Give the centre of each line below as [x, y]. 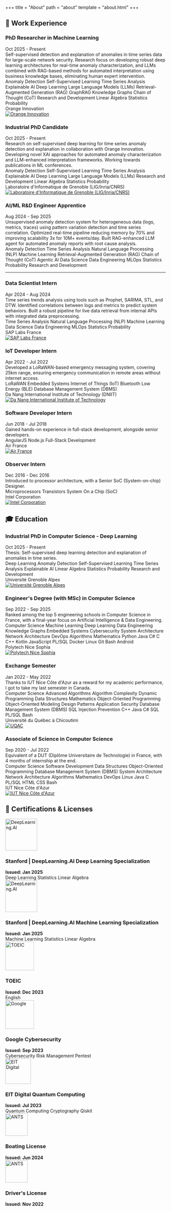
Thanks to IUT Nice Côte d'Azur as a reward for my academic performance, [84, 682]
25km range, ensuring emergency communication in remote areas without [83, 373]
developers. [18, 435]
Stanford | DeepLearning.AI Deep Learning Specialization [78, 861]
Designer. [15, 486]
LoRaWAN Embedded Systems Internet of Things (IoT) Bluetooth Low [78, 383]
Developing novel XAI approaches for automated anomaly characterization [83, 154]
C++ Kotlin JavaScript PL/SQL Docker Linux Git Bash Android [69, 642]
